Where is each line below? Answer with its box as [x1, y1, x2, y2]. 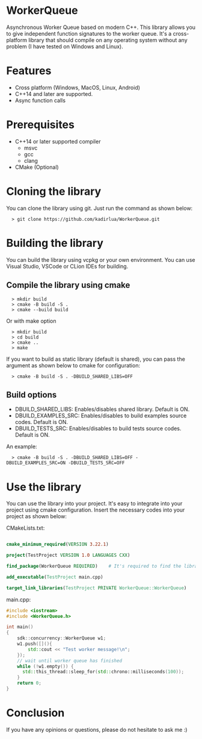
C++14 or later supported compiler [14, 138, 101, 145]
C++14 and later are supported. [14, 90, 93, 97]
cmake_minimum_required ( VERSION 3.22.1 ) [6, 541, 109, 548]
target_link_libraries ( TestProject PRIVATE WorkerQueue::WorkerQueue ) [6, 585, 187, 591]
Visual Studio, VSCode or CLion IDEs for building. [6, 262, 129, 270]
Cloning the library [6, 185, 102, 198]
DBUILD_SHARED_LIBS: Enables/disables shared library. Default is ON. [14, 405, 190, 413]
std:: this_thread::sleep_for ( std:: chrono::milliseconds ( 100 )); [22, 669, 185, 675]
